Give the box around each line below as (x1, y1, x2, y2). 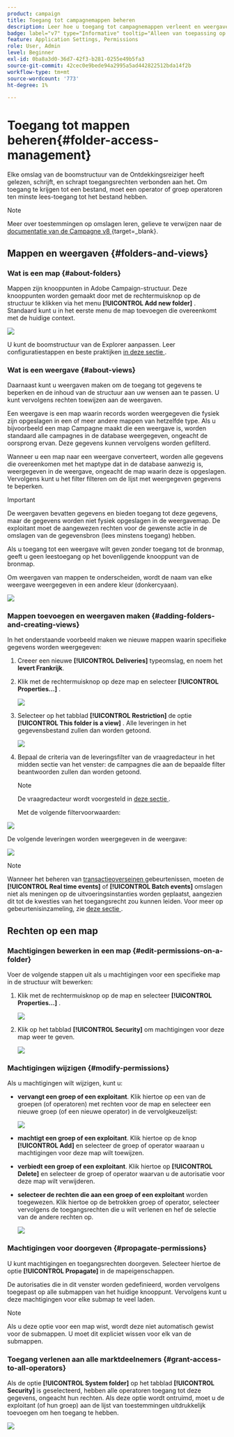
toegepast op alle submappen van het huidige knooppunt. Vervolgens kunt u (7, 1288, 227, 1296)
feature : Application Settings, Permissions (7, 36, 139, 43)
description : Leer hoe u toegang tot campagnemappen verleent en (7, 23, 201, 30)
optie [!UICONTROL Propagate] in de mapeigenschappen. (7, 1267, 175, 1275)
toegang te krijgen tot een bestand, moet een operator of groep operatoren (7, 186, 223, 194)
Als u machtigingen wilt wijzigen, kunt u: (7, 1079, 123, 1088)
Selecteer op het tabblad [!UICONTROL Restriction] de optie (17, 712, 192, 720)
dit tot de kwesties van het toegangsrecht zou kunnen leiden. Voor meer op (7, 897, 224, 905)
